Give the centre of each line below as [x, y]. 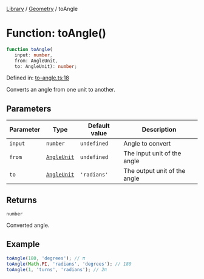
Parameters [29, 109]
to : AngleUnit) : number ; [46, 66]
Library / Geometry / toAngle [42, 9]
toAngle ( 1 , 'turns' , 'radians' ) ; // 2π [57, 269]
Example [23, 244]
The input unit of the [152, 153]
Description [159, 130]
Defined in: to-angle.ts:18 [38, 78]
